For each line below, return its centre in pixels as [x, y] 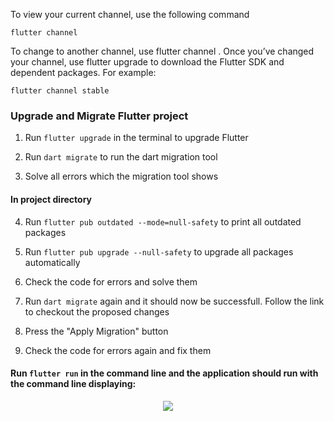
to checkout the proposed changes [97, 311]
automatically [52, 262]
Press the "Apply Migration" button [96, 331]
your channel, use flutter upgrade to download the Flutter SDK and [147, 62]
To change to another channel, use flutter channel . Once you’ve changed [162, 51]
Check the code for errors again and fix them [118, 350]
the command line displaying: [73, 384]
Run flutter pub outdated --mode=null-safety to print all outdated [163, 221]
